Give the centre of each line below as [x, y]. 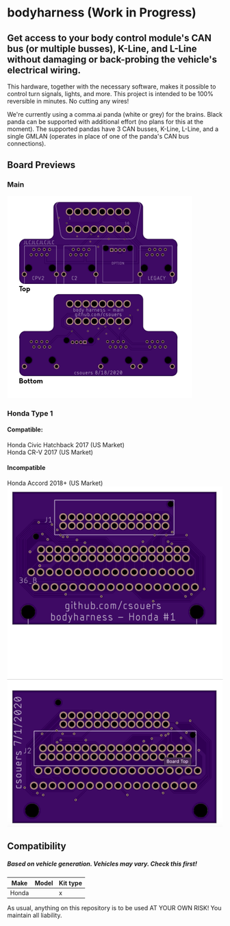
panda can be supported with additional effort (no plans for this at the [105, 122]
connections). [27, 143]
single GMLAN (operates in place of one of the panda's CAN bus [98, 136]
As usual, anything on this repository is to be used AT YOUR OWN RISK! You [114, 908]
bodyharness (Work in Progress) [102, 13]
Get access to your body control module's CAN [110, 38]
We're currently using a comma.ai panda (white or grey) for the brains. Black [115, 114]
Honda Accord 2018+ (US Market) [55, 483]
